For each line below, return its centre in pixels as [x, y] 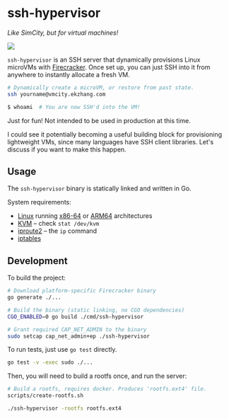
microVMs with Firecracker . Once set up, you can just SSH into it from [109, 67]
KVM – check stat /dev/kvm [58, 224]
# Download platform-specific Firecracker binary [82, 291]
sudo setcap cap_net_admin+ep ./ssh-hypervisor [79, 336]
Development [38, 261]
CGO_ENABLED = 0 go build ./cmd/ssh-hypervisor [75, 316]
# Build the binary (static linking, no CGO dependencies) [96, 310]
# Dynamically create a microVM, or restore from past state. [101, 87]
